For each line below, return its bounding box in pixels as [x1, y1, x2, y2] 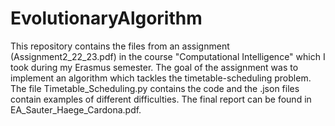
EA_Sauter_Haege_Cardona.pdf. [10, 103, 142, 116]
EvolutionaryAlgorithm [10, 7, 203, 30]
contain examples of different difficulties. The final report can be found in [10, 93, 312, 105]
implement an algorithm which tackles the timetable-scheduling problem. [10, 72, 312, 84]
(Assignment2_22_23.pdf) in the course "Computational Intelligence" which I [10, 50, 326, 62]
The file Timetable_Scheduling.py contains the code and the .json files [10, 82, 300, 94]
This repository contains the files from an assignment [10, 40, 230, 52]
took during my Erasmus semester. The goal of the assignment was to [10, 61, 299, 73]
